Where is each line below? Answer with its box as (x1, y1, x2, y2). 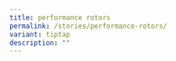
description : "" (9, 38, 70, 48)
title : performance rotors (9, 13, 111, 22)
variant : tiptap (9, 30, 70, 39)
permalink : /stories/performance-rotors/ (9, 22, 168, 30)
